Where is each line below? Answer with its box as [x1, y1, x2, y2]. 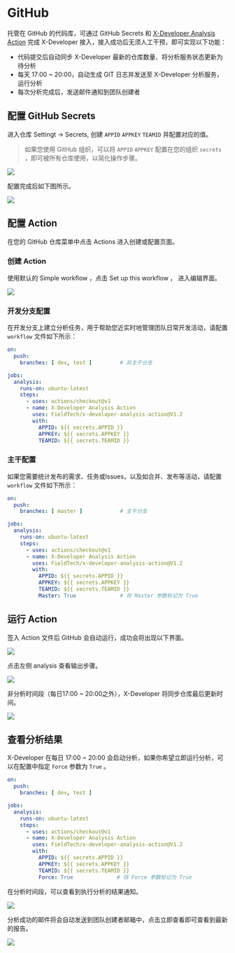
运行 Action [7, 613, 57, 625]
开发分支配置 [7, 306, 51, 316]
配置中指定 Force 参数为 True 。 [19, 762, 111, 771]
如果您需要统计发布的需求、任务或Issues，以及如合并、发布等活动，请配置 [7, 472, 222, 481]
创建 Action [7, 256, 47, 266]
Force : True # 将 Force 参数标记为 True [38, 874, 192, 881]
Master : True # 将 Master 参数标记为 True [38, 592, 199, 599]
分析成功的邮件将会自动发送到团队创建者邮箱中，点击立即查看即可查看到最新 [7, 915, 228, 924]
